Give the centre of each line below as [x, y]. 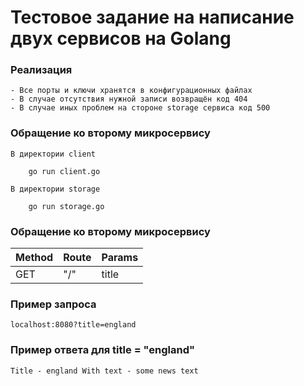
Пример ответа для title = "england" [103, 350]
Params [120, 258]
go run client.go [64, 171]
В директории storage [55, 189]
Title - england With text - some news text [104, 371]
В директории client [53, 154]
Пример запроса [53, 304]
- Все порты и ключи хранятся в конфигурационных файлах [131, 91]
